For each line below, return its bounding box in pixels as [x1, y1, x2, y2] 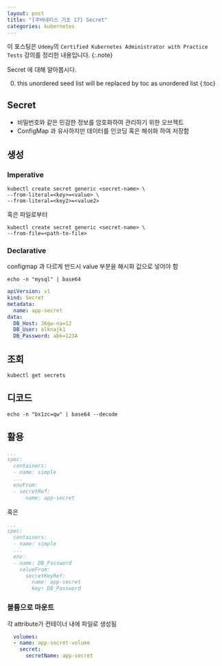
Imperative [7, 169, 45, 179]
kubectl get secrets [7, 372, 66, 379]
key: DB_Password [32, 585, 81, 592]
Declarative [7, 246, 47, 255]
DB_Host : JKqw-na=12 [13, 320, 72, 326]
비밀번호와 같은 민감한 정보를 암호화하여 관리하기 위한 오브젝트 [16, 118, 184, 127]
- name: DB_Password [13, 560, 72, 567]
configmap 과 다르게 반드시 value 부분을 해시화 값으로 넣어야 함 [7, 262, 179, 271]
